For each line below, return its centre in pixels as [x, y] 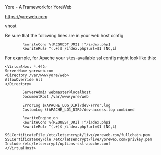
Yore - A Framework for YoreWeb [38, 7]
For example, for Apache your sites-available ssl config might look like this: [81, 58]
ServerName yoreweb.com [29, 71]
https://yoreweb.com [26, 16]
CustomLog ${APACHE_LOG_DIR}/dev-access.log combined [79, 110]
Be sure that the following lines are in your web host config [64, 35]
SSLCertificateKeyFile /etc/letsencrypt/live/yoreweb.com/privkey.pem [79, 139]
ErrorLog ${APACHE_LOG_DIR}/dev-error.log [67, 105]
